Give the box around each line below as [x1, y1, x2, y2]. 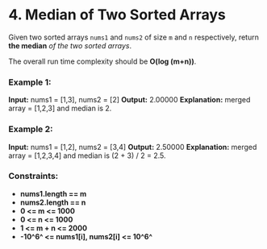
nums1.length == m [19, 189, 87, 198]
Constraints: [8, 171, 59, 182]
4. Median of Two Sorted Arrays [8, 6, 226, 24]
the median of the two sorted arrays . [8, 40, 131, 50]
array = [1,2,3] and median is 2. [8, 103, 112, 114]
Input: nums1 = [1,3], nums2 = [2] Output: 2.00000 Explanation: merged [8, 95, 251, 105]
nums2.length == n [19, 197, 86, 207]
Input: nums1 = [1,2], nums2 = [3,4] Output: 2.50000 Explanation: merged [8, 142, 257, 151]
